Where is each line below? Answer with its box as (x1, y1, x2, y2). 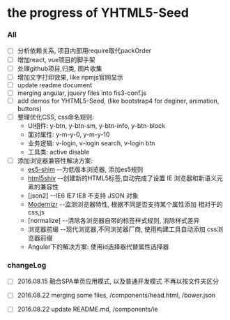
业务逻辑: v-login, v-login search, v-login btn (27, 138, 155, 147)
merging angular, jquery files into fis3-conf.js (17, 89, 147, 97)
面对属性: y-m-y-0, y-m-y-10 (27, 130, 110, 138)
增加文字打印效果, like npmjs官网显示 (17, 73, 123, 81)
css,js (27, 208, 45, 217)
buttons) (17, 104, 42, 112)
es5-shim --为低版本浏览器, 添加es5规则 (27, 166, 144, 174)
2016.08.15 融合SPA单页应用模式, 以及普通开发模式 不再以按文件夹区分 (17, 277, 220, 286)
